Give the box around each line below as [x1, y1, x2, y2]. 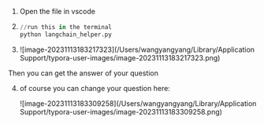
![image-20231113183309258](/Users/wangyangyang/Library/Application [19, 98, 257, 108]
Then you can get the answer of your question [8, 68, 159, 78]
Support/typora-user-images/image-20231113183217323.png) [19, 53, 221, 62]
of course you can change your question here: [19, 83, 171, 93]
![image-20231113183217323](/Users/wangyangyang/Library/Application [19, 45, 255, 54]
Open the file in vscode [19, 7, 96, 16]
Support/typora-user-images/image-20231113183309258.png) [19, 107, 223, 116]
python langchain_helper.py [19, 31, 112, 38]
